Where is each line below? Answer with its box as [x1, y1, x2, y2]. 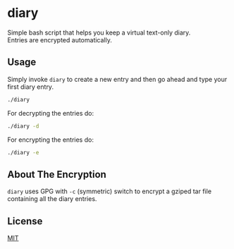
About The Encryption [7, 168, 107, 181]
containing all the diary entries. [7, 195, 97, 203]
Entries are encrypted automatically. [7, 35, 113, 44]
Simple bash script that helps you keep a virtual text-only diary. [7, 28, 191, 37]
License [7, 215, 43, 227]
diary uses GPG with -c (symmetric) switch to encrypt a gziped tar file [7, 187, 212, 195]
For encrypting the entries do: [7, 135, 94, 144]
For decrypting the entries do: [7, 109, 94, 117]
